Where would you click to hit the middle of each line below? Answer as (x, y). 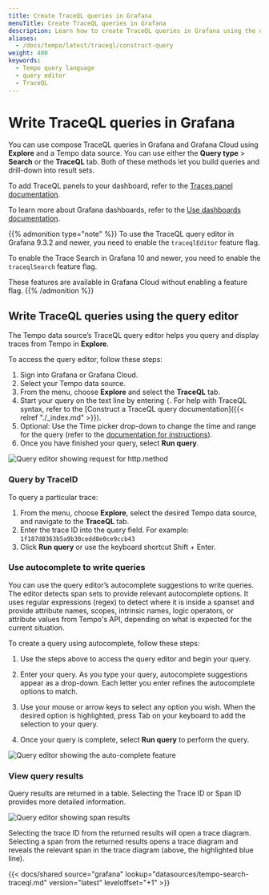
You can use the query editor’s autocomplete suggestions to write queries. (131, 585)
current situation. (36, 628)
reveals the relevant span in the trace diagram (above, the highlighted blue (131, 850)
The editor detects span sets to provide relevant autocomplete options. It (128, 593)
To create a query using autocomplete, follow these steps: (104, 643)
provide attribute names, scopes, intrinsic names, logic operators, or (121, 610)
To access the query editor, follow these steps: (85, 360)
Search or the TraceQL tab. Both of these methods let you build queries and (134, 162)
